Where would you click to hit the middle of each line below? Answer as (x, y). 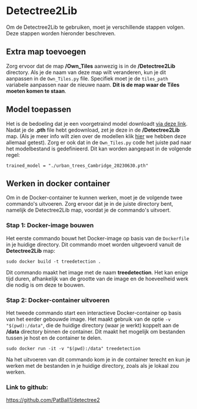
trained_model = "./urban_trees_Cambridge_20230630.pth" (77, 166)
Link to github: (27, 387)
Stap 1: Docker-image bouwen (50, 226)
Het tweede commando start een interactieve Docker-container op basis (94, 313)
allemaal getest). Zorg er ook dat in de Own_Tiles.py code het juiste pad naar (99, 142)
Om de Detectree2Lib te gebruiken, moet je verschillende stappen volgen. (96, 27)
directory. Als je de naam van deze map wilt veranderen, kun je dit (86, 72)
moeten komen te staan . (36, 91)
